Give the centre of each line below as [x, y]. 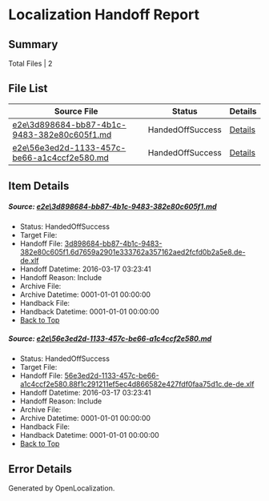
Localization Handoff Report [104, 15]
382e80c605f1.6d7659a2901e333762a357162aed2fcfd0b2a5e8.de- [132, 252]
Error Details [40, 469]
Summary [33, 44]
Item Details [39, 186]
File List [28, 88]
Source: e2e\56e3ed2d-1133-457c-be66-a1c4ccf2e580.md [110, 339]
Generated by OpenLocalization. [62, 488]
